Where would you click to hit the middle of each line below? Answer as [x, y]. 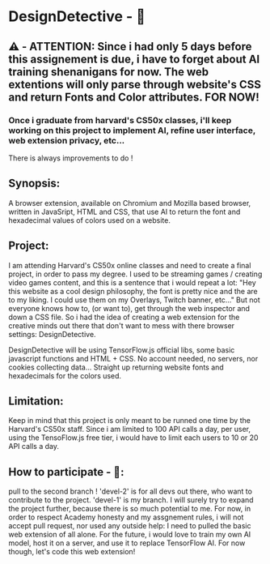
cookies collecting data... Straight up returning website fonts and [116, 367]
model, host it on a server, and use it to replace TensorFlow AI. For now [127, 543]
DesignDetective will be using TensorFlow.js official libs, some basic [122, 350]
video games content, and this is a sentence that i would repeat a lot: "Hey [132, 282]
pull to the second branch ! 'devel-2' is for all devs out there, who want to [131, 491]
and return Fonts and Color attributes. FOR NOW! [134, 97]
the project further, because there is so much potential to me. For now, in [130, 509]
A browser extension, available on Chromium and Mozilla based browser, [130, 203]
